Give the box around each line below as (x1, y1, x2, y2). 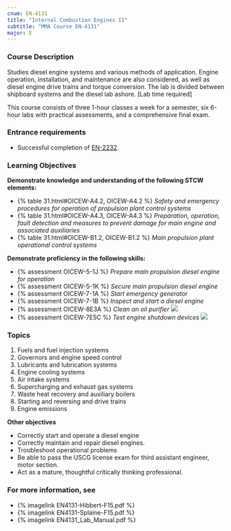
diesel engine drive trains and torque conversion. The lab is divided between (7, 82, 225, 90)
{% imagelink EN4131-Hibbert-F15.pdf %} (17, 501, 135, 509)
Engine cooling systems (17, 368, 86, 377)
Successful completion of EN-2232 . (17, 143, 119, 152)
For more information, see (7, 485, 96, 495)
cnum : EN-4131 (7, 10, 48, 17)
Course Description (7, 52, 74, 62)
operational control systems (17, 241, 97, 249)
